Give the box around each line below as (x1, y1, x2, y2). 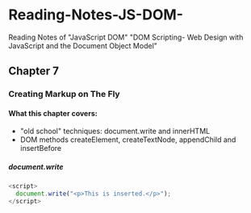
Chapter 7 (8, 65, 59, 78)
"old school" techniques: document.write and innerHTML (19, 127, 211, 136)
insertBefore (19, 144, 62, 153)
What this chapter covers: (8, 108, 98, 118)
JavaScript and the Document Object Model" (8, 40, 157, 50)
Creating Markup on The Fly (8, 89, 120, 100)
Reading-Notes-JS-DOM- (8, 6, 184, 24)
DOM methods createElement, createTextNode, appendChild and (19, 135, 236, 144)
